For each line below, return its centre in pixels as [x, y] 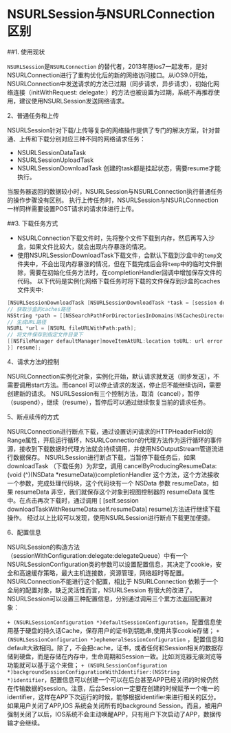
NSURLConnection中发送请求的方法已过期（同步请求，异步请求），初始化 [110, 83]
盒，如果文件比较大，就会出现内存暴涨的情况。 [83, 246]
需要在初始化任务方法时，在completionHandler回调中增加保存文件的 [125, 272]
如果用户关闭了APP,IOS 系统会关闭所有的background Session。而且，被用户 [115, 705]
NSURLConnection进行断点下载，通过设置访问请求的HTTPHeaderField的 [110, 431]
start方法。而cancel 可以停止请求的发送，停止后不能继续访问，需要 [126, 385]
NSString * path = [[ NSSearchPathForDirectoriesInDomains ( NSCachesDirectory [118, 315]
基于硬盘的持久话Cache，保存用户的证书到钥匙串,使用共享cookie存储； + [116, 630]
